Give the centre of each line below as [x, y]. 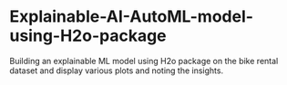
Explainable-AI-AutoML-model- [131, 17]
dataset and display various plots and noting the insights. [117, 71]
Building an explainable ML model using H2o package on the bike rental [144, 61]
